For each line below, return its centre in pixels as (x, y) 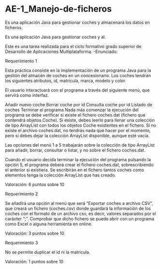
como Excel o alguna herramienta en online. (49, 224)
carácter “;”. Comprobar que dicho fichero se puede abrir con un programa (80, 219)
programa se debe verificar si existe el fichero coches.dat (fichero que (75, 115)
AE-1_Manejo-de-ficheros (59, 9)
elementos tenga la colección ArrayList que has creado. (60, 175)
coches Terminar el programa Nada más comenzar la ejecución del (72, 110)
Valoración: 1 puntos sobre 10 (34, 261)
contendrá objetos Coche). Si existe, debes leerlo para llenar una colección (80, 120)
